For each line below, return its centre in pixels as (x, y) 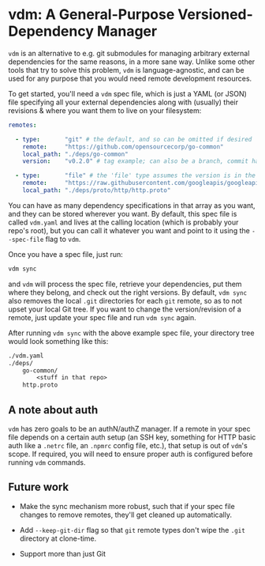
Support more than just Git (63, 553)
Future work (39, 487)
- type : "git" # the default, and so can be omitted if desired (134, 139)
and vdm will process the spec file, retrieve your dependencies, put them (125, 284)
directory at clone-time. (58, 538)
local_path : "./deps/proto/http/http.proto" (97, 191)
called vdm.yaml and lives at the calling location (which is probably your (123, 222)
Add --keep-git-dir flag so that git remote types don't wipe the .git (132, 530)
